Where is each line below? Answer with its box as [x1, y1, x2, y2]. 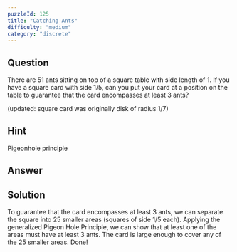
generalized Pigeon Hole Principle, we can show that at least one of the [7, 223, 217, 231]
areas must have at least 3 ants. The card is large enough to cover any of [7, 231, 222, 239]
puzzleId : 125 [7, 10, 50, 18]
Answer [7, 164, 43, 177]
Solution [7, 189, 46, 201]
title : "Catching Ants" [7, 17, 78, 24]
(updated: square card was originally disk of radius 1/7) [7, 105, 169, 113]
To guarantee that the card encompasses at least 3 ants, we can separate [7, 208, 223, 216]
